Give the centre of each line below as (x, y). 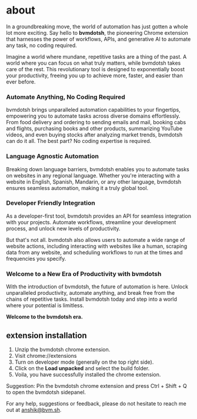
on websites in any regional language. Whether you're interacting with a (93, 175)
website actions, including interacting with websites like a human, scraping (96, 246)
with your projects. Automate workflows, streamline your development (91, 222)
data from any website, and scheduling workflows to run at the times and (95, 252)
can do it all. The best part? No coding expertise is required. (79, 141)
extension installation (46, 335)
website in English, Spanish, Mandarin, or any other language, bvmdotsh (94, 182)
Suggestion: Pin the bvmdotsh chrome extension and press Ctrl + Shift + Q (96, 385)
